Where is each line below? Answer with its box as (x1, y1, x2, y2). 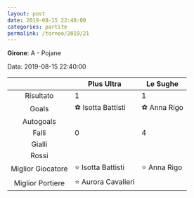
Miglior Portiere (13, 178, 65, 188)
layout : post (7, 10, 46, 17)
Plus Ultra (87, 79, 122, 89)
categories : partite (7, 23, 68, 30)
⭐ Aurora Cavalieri (75, 177, 135, 187)
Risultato (25, 91, 54, 101)
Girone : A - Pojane (7, 49, 62, 57)
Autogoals (22, 117, 56, 127)
